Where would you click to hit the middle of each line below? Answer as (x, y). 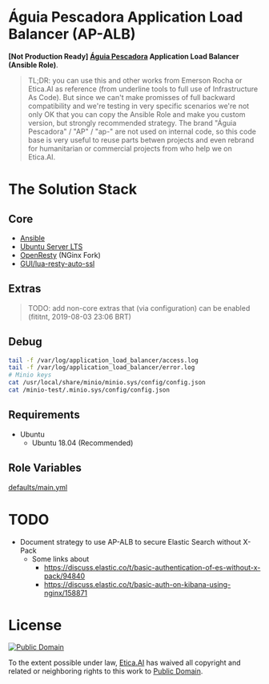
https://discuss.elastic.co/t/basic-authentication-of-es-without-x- (152, 567)
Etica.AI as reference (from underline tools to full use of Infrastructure (143, 89)
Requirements (44, 415)
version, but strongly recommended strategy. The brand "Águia (132, 123)
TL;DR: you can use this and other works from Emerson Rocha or (135, 80)
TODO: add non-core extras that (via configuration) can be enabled (139, 308)
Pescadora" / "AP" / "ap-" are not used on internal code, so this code (142, 131)
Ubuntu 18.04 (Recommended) (82, 443)
